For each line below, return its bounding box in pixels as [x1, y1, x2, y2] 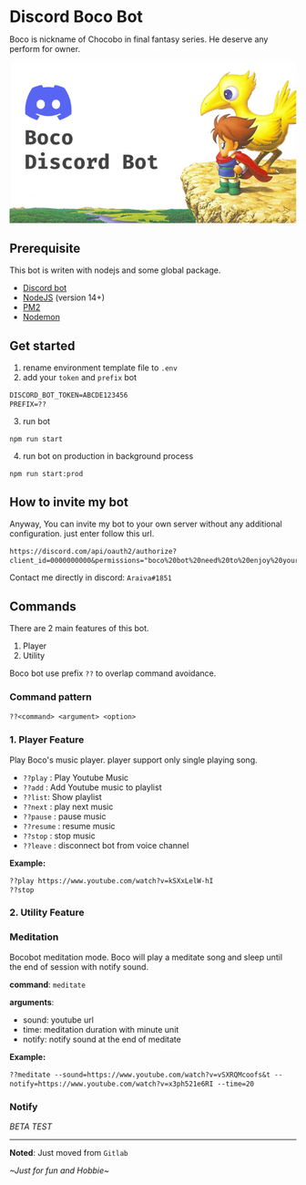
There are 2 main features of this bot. [9, 622, 149, 633]
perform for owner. [9, 44, 80, 55]
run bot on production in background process [22, 451, 194, 462]
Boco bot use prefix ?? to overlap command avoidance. [9, 668, 217, 679]
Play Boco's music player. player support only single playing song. [9, 754, 258, 765]
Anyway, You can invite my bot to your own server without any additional [9, 518, 282, 530]
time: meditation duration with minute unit [22, 1024, 179, 1034]
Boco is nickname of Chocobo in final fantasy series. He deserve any [9, 34, 269, 45]
